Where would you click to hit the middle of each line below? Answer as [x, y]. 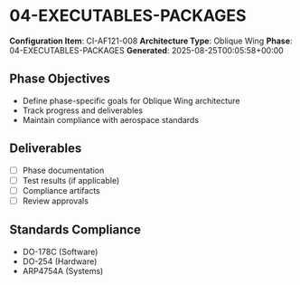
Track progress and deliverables [82, 110]
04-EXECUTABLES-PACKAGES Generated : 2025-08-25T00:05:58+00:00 [147, 50]
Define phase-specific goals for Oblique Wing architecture [131, 100]
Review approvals [55, 201]
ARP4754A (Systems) [63, 271]
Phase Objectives [60, 79]
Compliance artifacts [61, 190]
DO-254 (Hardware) [60, 261]
